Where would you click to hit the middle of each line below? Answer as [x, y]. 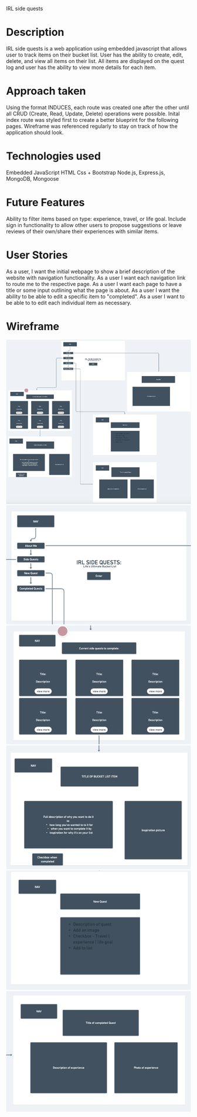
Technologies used [54, 156]
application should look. [35, 132]
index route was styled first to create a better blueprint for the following [92, 119]
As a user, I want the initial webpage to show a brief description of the [91, 271]
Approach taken [46, 91]
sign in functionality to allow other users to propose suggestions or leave [94, 225]
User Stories [37, 255]
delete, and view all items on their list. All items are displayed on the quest [95, 61]
